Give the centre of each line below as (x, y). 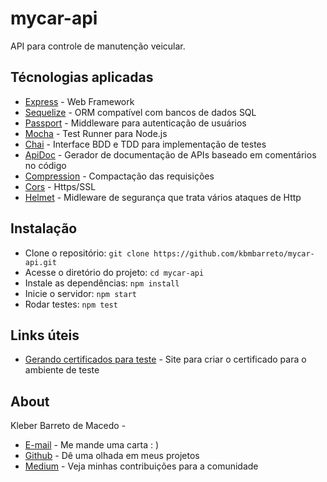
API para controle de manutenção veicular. (98, 46)
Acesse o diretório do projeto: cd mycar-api (114, 272)
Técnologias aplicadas (82, 77)
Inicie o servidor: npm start (80, 293)
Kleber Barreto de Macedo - (68, 426)
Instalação (44, 228)
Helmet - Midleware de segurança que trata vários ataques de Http (163, 197)
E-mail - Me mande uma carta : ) (92, 445)
